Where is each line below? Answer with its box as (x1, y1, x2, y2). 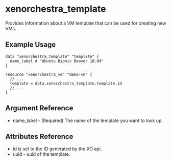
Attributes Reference (5, 132, 74, 141)
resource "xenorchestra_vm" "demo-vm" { (5, 72, 93, 77)
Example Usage (5, 40, 56, 49)
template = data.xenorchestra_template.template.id (10, 80, 123, 86)
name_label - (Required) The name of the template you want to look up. (12, 117, 163, 124)
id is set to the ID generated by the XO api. (12, 146, 102, 152)
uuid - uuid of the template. (12, 151, 70, 157)
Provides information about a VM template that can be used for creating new (5, 20, 166, 26)
